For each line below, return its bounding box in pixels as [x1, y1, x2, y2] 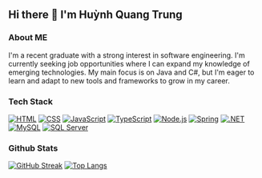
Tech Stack [8, 95, 54, 107]
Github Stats [8, 142, 58, 153]
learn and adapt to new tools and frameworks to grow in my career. [8, 75, 230, 85]
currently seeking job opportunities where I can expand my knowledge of [8, 59, 250, 68]
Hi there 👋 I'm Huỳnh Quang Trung [8, 8, 183, 22]
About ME [8, 32, 48, 43]
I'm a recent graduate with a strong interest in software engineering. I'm [8, 50, 246, 60]
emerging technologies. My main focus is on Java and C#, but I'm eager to [8, 67, 255, 77]
